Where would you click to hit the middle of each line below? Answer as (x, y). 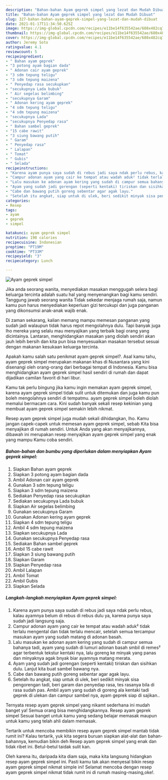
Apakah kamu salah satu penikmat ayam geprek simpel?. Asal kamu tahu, (81, 356)
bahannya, (16, 741)
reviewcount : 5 (21, 52)
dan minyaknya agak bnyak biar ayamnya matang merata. (72, 658)
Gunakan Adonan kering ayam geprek (52, 517)
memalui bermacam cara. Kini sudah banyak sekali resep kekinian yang (79, 403)
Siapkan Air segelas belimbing (44, 506)
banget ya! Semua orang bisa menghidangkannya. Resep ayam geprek (78, 710)
